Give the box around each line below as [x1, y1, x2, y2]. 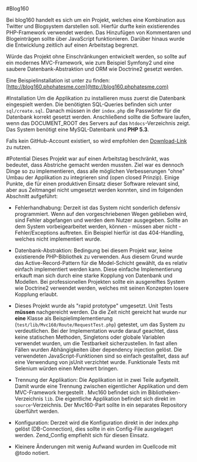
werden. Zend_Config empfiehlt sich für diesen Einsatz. [14, 432, 149, 438]
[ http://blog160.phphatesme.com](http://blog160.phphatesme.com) [6, 83, 169, 90]
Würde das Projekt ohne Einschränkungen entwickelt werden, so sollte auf [6, 53, 187, 60]
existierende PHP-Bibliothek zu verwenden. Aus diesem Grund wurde [14, 253, 183, 260]
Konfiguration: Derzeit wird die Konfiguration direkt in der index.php [14, 419, 179, 426]
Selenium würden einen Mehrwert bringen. [14, 365, 119, 372]
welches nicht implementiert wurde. [14, 235, 102, 243]
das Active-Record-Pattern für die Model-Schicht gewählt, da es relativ [14, 260, 188, 266]
